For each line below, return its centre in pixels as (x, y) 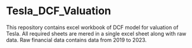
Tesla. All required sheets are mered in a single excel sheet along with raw (96, 33)
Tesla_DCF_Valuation (58, 11)
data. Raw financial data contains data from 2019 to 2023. (77, 40)
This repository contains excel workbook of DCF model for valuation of (92, 27)
